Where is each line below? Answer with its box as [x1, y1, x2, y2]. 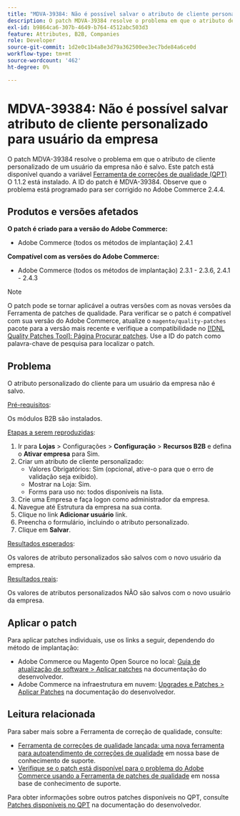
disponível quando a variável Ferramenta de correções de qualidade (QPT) [7, 169, 227, 179]
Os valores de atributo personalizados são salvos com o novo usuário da [7, 553, 221, 562]
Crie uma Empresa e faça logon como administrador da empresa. [17, 495, 210, 504]
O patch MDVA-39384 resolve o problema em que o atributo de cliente [7, 154, 216, 163]
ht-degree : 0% [7, 64, 50, 71]
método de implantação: [7, 644, 79, 652]
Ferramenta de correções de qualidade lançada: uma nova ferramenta [17, 741, 225, 750]
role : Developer [7, 37, 56, 44]
